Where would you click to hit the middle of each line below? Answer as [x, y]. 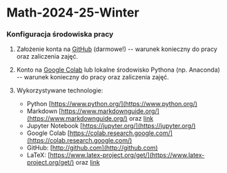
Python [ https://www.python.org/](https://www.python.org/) [112, 104]
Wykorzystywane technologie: [60, 90]
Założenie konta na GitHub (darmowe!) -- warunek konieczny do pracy [117, 49]
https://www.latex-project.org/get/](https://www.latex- [127, 155]
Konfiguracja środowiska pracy [60, 34]
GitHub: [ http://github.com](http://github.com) [92, 148]
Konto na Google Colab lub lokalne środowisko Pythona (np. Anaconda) [118, 70]
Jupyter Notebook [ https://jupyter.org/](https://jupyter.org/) [111, 126]
